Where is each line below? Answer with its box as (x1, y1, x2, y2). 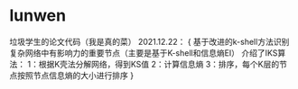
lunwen (9, 5, 66, 26)
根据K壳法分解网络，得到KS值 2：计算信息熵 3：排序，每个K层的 (38, 58, 280, 69)
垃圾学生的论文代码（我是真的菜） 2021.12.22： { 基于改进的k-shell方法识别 (9, 36, 290, 47)
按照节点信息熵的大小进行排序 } (16, 69, 134, 81)
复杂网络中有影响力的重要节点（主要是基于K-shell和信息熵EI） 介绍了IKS (9, 47, 278, 58)
